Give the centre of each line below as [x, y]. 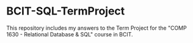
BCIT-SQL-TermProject [66, 11]
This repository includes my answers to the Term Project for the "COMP [97, 28]
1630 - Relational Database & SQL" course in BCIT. [70, 34]
